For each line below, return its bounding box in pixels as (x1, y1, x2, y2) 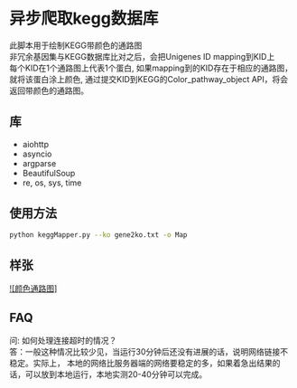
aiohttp (22, 138, 50, 149)
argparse (22, 157, 57, 168)
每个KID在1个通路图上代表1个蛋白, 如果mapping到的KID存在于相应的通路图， (9, 62, 293, 73)
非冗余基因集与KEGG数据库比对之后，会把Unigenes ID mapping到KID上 (9, 51, 275, 62)
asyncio (22, 148, 52, 159)
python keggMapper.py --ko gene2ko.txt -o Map (9, 230, 188, 240)
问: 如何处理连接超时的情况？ (9, 336, 117, 346)
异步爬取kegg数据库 (9, 8, 159, 29)
